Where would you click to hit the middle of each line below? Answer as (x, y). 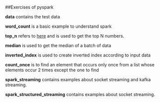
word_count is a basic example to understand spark (58, 26)
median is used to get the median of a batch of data (58, 46)
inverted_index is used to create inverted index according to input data (78, 55)
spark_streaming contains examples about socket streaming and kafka (78, 79)
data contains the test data (33, 17)
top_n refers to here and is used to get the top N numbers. (65, 36)
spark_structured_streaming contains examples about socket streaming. (80, 94)
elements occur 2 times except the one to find (52, 70)
